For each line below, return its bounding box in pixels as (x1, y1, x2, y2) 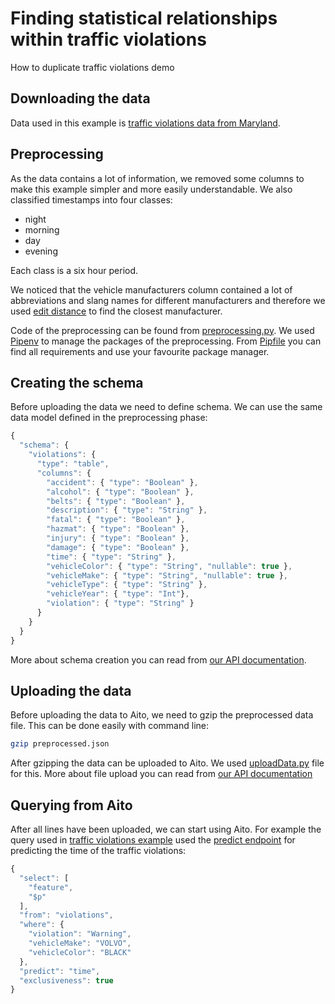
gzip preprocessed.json (10, 739, 110, 749)
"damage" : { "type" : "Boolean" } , (46, 542, 190, 552)
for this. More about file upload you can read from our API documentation (10, 768, 313, 780)
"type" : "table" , (36, 459, 110, 469)
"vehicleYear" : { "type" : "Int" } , (46, 589, 190, 599)
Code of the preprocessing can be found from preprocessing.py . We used (10, 324, 315, 336)
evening (24, 245, 58, 257)
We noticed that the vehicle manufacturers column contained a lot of (10, 283, 293, 296)
